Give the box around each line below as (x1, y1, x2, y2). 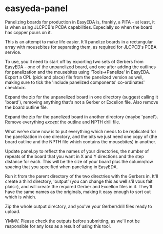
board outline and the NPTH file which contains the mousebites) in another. (5, 138, 156, 144)
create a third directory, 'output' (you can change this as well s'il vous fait (5, 178, 153, 184)
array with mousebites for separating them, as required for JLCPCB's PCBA (5, 44, 157, 50)
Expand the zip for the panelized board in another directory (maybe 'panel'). (5, 114, 159, 119)
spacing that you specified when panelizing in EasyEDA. (5, 164, 118, 170)
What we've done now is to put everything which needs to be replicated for (5, 128, 157, 134)
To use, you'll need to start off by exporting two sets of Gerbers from (5, 58, 144, 64)
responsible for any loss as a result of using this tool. (5, 223, 111, 229)
